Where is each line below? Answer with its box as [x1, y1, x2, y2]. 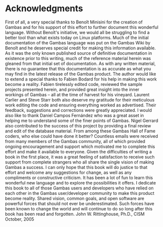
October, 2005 [5, 216, 35, 222]
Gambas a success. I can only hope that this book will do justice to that [5, 164, 147, 170]
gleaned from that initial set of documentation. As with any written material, [5, 61, 156, 66]
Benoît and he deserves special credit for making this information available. [5, 45, 156, 51]
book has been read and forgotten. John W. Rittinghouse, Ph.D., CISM [5, 211, 145, 217]
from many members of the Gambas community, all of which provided [5, 138, 145, 144]
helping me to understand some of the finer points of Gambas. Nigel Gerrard [5, 118, 159, 124]
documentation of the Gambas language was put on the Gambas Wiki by [5, 40, 151, 45]
